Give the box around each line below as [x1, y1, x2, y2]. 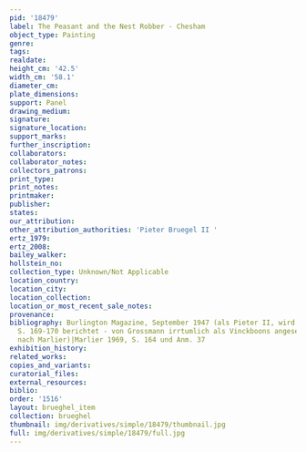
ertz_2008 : [9, 242, 51, 252]
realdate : [9, 56, 47, 65]
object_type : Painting [9, 30, 96, 39]
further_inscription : [9, 140, 92, 149]
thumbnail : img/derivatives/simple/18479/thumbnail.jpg [9, 420, 226, 429]
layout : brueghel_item [9, 403, 96, 413]
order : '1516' [9, 395, 64, 404]
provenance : [9, 310, 55, 319]
